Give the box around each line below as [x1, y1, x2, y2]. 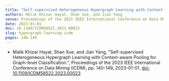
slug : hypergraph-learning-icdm [5, 30, 73, 35]
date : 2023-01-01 [5, 21, 42, 26]
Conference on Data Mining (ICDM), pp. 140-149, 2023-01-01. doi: [12, 64, 150, 70]
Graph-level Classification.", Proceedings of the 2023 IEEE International [12, 59, 161, 65]
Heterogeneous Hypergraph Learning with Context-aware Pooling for [12, 54, 156, 60]
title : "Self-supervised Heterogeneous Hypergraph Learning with [5, 7, 145, 12]
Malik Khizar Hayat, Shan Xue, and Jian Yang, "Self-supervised [12, 48, 143, 55]
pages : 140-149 [5, 35, 37, 40]
